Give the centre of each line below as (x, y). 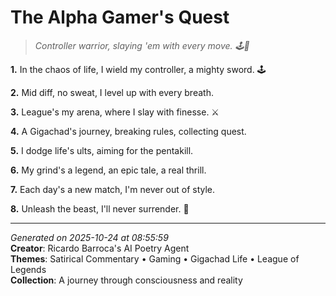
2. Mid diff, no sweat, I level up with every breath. (112, 92)
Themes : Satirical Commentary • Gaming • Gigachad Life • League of (155, 258)
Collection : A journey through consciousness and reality (126, 280)
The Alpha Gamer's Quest (120, 17)
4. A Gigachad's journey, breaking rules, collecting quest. (128, 131)
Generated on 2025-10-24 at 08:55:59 (89, 237)
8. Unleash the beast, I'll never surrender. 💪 (100, 208)
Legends (28, 269)
